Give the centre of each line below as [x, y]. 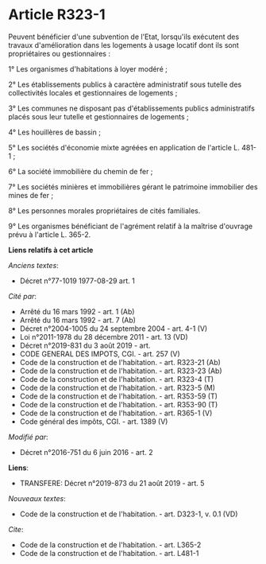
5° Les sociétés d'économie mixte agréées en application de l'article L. [124, 147]
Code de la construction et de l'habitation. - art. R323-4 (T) [117, 379]
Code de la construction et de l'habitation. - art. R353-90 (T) [119, 404]
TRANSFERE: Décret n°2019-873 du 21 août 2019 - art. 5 [112, 483]
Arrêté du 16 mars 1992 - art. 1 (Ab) [77, 311]
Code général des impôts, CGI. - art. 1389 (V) [94, 421]
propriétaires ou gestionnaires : [60, 53]
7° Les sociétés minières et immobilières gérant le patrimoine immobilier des [133, 187]
